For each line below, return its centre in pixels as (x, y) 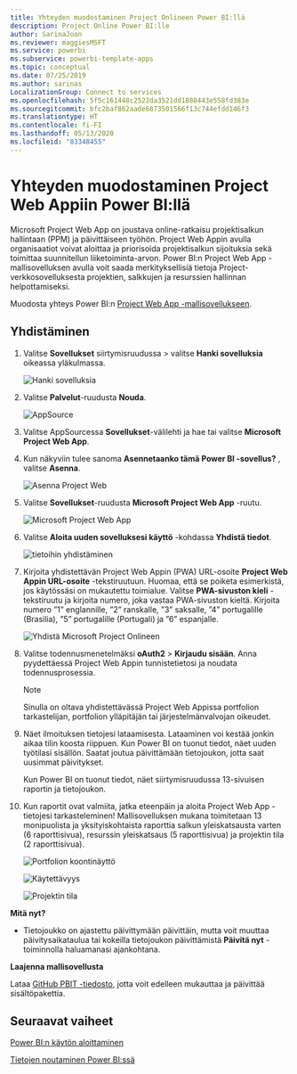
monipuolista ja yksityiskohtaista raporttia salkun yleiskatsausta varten (152, 824)
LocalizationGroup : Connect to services (86, 92)
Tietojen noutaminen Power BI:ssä (73, 1060)
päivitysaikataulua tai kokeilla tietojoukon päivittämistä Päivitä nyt (144, 939)
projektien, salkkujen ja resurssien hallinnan (167, 276)
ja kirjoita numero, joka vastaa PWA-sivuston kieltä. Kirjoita (172, 600)
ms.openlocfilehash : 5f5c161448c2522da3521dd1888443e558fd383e (130, 100)
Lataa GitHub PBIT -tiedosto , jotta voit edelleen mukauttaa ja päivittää (137, 984)
